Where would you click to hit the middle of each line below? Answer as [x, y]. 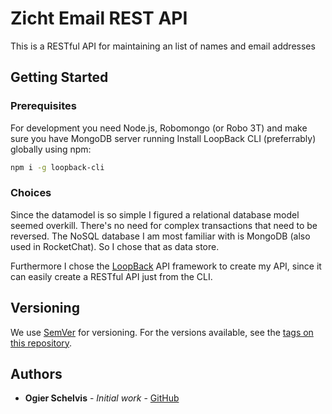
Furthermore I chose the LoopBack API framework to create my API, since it [166, 266]
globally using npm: [51, 149]
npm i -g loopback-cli [57, 167]
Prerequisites [43, 106]
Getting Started [59, 77]
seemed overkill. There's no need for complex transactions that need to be [164, 225]
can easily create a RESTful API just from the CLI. [111, 276]
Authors [36, 374]
